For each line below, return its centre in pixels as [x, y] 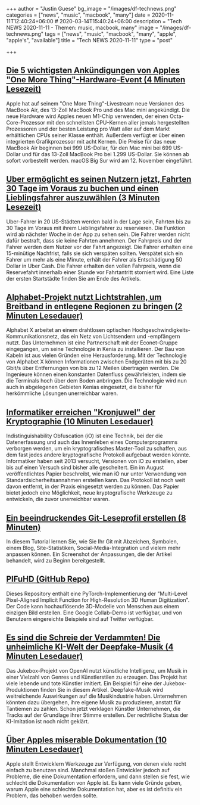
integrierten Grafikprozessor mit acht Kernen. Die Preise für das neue [91, 141]
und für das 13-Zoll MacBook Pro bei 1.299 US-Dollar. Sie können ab [105, 154]
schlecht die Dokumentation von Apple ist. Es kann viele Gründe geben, [94, 782]
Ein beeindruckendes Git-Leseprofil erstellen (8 [96, 518]
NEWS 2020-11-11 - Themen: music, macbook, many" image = [82, 27]
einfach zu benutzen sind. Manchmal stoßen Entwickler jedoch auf [88, 770]
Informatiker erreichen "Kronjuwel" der [81, 412]
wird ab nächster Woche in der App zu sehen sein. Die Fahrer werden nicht [98, 234]
